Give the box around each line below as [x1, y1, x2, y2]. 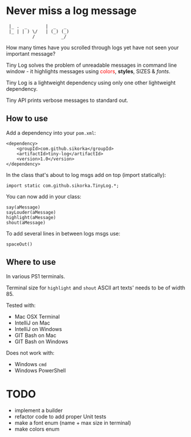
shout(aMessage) [6, 220, 46, 226]
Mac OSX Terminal [14, 313, 60, 320]
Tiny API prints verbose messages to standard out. [6, 97, 129, 104]
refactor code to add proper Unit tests [14, 413, 107, 420]
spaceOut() [6, 241, 33, 247]
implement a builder [14, 407, 63, 414]
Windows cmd [14, 360, 47, 367]
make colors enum [14, 425, 60, 432]
